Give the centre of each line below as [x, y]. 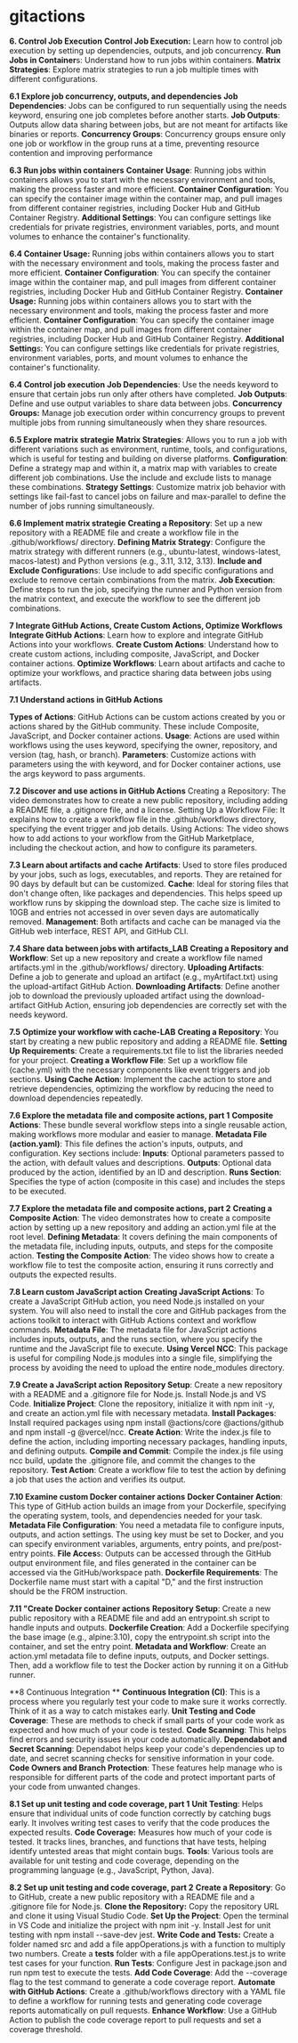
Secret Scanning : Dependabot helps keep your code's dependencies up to [147, 1748]
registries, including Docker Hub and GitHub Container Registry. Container [146, 291]
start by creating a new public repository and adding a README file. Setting [148, 1041]
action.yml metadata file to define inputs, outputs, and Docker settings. [139, 1656]
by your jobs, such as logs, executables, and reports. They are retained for [146, 874]
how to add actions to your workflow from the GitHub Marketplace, [132, 838]
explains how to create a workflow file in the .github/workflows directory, [143, 819]
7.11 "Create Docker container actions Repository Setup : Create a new [140, 1608]
